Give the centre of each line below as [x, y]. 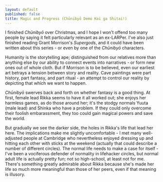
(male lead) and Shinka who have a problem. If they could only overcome [78, 108]
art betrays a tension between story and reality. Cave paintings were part [78, 73]
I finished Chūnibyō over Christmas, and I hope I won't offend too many [76, 33]
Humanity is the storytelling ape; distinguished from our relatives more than [81, 57]
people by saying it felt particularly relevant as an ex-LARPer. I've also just [79, 37]
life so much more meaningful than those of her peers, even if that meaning [81, 169]
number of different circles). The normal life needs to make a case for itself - [82, 148]
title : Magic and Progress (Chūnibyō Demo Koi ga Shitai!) [66, 18]
